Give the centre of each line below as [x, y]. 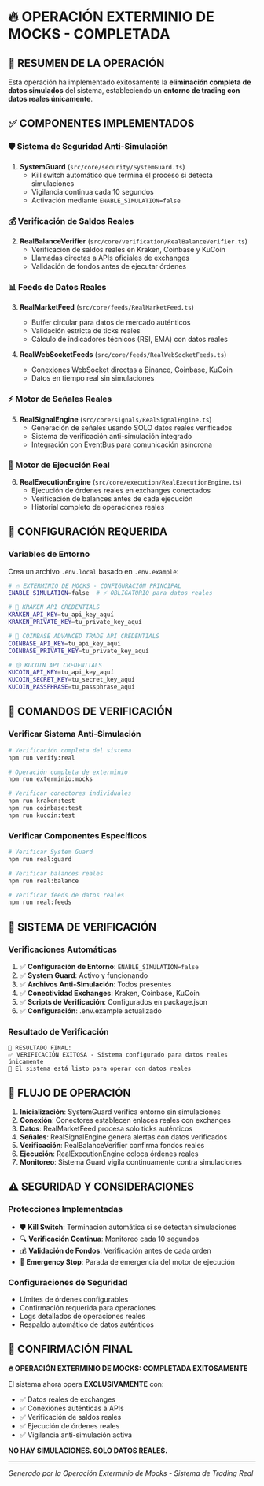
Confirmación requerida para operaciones [87, 1308]
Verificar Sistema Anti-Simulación [75, 734]
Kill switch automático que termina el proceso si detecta [122, 175]
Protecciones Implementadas [66, 1209]
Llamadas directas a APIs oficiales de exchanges [110, 258]
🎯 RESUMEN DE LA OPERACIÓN [86, 63]
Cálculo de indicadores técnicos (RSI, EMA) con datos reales [129, 340]
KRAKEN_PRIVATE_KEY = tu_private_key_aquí [75, 622]
